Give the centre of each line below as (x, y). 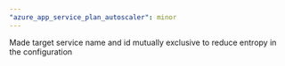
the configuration (41, 51)
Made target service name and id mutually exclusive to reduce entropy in (143, 42)
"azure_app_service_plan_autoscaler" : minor (93, 17)
